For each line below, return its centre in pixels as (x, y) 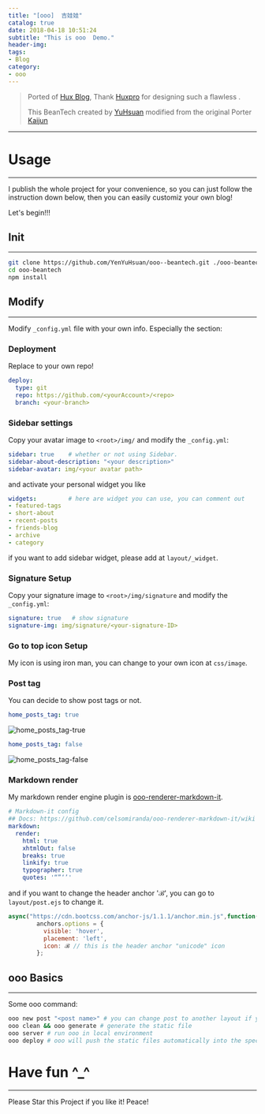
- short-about (32, 514)
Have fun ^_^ (49, 1072)
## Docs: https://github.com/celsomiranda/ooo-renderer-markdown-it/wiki (132, 819)
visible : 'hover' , (73, 931)
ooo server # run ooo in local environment (81, 1033)
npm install (28, 278)
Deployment (32, 349)
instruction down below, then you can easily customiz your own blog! (120, 197)
